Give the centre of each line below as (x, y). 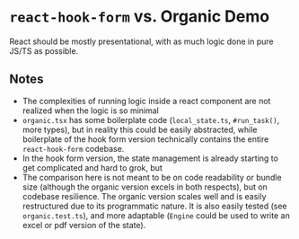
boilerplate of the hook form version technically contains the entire (145, 139)
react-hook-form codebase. (73, 148)
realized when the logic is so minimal (91, 111)
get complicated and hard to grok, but (92, 167)
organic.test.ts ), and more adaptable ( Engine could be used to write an (156, 215)
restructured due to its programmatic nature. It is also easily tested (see (154, 206)
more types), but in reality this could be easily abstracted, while (140, 129)
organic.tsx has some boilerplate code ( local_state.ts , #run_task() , (151, 119)
